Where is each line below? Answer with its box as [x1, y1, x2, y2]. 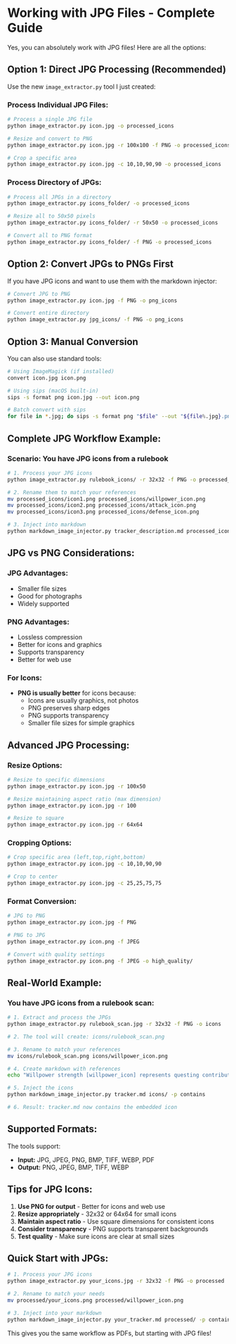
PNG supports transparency [27, 711, 109, 720]
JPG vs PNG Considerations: [7, 547, 135, 559]
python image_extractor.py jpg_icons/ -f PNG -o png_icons [7, 316, 184, 323]
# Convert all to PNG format [7, 232, 93, 239]
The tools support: [7, 1142, 61, 1150]
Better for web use [17, 655, 72, 663]
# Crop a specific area [7, 154, 77, 161]
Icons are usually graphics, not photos [27, 696, 139, 705]
